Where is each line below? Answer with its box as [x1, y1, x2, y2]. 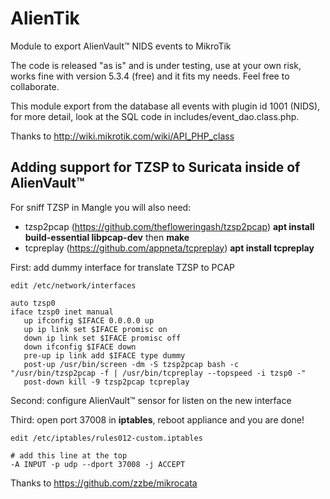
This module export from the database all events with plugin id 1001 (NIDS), [10, 100, 321, 112]
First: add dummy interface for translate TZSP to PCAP [10, 261, 235, 273]
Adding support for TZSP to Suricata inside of [10, 159, 301, 176]
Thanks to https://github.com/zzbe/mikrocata [10, 477, 198, 489]
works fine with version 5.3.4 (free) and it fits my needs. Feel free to [10, 70, 290, 82]
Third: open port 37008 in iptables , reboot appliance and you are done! [10, 413, 305, 426]
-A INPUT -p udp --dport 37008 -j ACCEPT [10, 459, 186, 469]
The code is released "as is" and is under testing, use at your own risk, [10, 59, 302, 71]
